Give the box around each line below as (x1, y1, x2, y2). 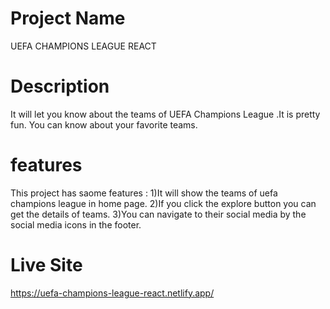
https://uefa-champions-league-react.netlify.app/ (10, 287, 215, 299)
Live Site (10, 254, 83, 276)
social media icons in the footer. (10, 218, 142, 231)
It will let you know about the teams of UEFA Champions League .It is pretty (10, 108, 321, 120)
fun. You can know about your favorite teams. (10, 118, 198, 131)
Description (10, 75, 110, 98)
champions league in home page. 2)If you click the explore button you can (10, 197, 317, 209)
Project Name (10, 7, 126, 30)
